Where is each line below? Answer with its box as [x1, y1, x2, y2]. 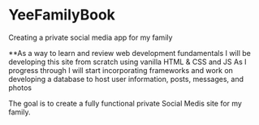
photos [8, 83, 32, 93]
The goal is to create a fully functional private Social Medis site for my [8, 98, 242, 108]
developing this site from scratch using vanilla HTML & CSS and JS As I [8, 57, 247, 67]
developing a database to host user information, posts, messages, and [8, 74, 244, 84]
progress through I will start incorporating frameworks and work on [8, 65, 234, 75]
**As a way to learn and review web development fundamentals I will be [8, 48, 252, 58]
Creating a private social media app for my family [8, 32, 173, 42]
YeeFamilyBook [8, 6, 116, 24]
